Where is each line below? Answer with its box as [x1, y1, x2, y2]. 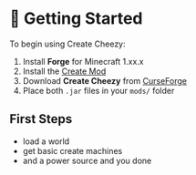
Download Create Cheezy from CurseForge [22, 75, 187, 86]
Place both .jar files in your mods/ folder [22, 85, 175, 96]
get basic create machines [22, 145, 123, 156]
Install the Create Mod [22, 66, 107, 77]
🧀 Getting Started [9, 8, 143, 29]
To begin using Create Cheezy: [9, 38, 126, 49]
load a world [22, 136, 70, 147]
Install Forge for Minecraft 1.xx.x [22, 56, 144, 67]
